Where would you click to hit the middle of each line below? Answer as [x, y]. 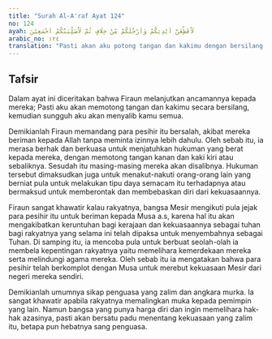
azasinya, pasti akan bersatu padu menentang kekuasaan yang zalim [138, 318]
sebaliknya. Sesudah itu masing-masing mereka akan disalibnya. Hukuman [133, 165]
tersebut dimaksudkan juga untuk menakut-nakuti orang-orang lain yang [130, 174]
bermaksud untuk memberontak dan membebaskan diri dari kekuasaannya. [135, 191]
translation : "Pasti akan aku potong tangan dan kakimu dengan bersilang [136, 46]
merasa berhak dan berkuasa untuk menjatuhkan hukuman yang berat [126, 148]
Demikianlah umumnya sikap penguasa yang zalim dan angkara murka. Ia [131, 292]
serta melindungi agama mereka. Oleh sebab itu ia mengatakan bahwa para [135, 259]
